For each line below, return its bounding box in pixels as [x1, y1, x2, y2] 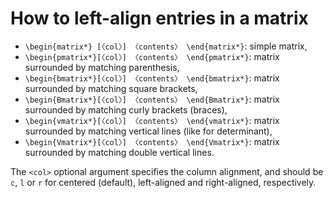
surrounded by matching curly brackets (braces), [24, 103, 228, 116]
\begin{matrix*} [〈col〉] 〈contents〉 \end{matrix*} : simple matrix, [24, 40, 308, 52]
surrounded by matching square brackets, [24, 82, 198, 94]
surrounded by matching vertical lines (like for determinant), [24, 125, 273, 137]
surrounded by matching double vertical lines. [24, 146, 215, 158]
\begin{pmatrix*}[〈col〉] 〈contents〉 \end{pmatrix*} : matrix [24, 50, 280, 62]
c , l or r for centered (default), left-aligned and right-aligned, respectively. [10, 176, 317, 188]
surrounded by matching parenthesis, [24, 61, 180, 73]
